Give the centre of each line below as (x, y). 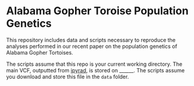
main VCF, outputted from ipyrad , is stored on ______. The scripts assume (96, 70)
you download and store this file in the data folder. (68, 77)
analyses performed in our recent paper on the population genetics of (92, 46)
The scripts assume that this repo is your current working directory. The (94, 64)
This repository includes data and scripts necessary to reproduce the (91, 40)
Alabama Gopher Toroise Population (97, 11)
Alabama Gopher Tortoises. (40, 52)
